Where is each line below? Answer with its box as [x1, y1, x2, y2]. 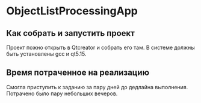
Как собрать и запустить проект [6, 28, 135, 38]
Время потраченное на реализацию [6, 68, 149, 78]
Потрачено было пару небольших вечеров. [6, 90, 118, 97]
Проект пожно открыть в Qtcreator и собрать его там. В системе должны [6, 44, 196, 51]
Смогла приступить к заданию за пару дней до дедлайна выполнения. [6, 83, 188, 90]
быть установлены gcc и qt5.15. [6, 50, 87, 57]
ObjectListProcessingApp [6, 4, 138, 18]
